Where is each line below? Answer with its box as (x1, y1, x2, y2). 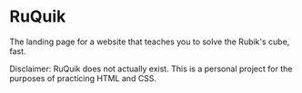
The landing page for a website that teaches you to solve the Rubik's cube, (9, 36, 290, 47)
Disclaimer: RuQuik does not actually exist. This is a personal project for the (9, 63, 293, 74)
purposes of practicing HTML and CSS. (9, 72, 157, 83)
